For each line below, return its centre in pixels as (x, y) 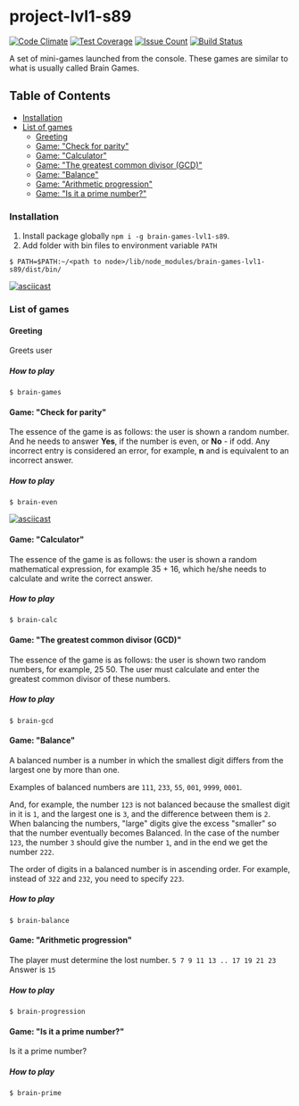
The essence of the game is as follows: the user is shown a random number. (149, 432)
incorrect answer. (42, 461)
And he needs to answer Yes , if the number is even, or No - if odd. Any (140, 441)
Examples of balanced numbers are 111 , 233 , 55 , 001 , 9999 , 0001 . (126, 786)
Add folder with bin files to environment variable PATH (120, 245)
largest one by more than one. (65, 769)
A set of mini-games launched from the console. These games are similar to (149, 58)
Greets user (31, 351)
